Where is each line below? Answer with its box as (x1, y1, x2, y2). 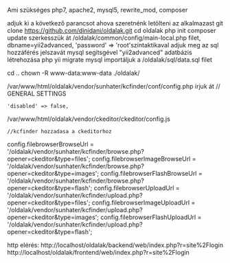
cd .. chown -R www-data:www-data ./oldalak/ (7, 69, 140, 77)
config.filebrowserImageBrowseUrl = (91, 155, 197, 163)
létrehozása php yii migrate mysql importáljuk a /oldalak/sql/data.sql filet (7, 56, 213, 64)
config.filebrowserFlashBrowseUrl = (100, 170, 203, 177)
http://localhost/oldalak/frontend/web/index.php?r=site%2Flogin (7, 249, 190, 256)
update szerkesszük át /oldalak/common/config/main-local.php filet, (7, 34, 201, 42)
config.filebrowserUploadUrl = (93, 184, 180, 192)
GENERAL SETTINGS (7, 89, 67, 98)
